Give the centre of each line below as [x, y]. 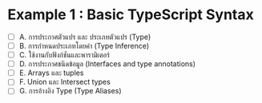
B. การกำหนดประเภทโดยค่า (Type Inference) [84, 46]
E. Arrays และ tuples [51, 73]
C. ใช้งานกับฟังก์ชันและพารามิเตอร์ [64, 55]
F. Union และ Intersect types [65, 82]
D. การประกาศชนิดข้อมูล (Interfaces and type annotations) [107, 64]
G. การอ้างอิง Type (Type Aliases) [70, 91]
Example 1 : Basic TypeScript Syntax [131, 15]
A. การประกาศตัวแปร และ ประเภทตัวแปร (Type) [85, 37]
